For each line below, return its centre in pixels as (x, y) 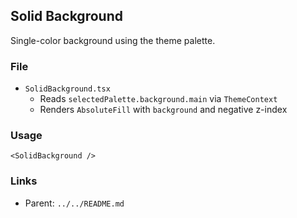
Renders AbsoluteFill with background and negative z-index (163, 110)
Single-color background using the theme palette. (113, 40)
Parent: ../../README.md (74, 203)
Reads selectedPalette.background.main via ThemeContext (158, 99)
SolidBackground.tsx (67, 89)
